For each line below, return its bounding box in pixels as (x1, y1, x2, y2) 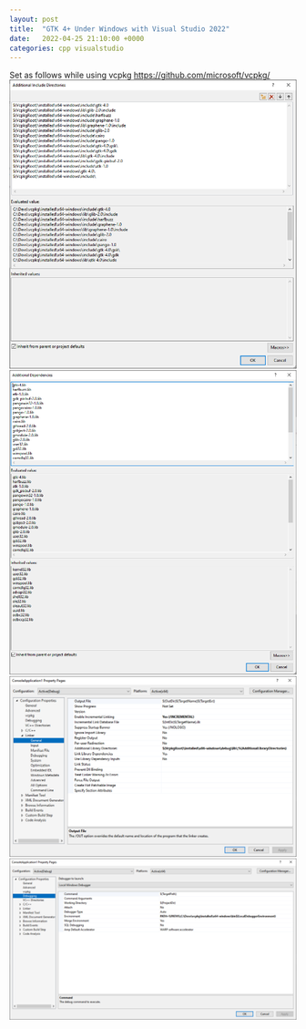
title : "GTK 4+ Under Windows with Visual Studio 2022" (9, 24, 230, 34)
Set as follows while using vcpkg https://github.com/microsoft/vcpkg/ (9, 69, 270, 81)
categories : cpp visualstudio (9, 44, 125, 53)
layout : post (9, 15, 59, 24)
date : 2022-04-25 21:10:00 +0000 (9, 34, 145, 43)
